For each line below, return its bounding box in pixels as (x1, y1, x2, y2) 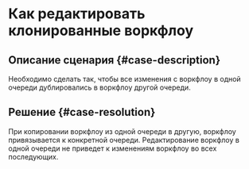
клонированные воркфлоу (8, 21, 193, 40)
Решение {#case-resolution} (8, 106, 156, 119)
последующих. (8, 152, 59, 161)
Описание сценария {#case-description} (8, 53, 221, 67)
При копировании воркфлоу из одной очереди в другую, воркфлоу (8, 126, 236, 136)
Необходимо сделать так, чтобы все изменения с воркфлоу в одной (8, 75, 241, 83)
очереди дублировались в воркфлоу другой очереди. (8, 83, 191, 92)
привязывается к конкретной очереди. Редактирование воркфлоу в (8, 135, 240, 144)
